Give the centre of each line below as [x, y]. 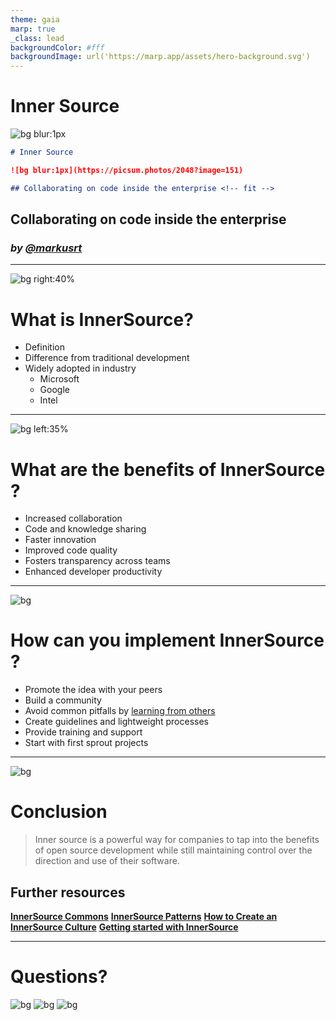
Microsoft [59, 379]
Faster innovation [60, 540]
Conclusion [59, 812]
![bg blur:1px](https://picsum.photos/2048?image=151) [127, 170]
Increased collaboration [73, 518]
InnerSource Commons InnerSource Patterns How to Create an [144, 916]
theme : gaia [35, 19]
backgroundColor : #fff [57, 47]
